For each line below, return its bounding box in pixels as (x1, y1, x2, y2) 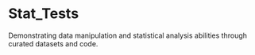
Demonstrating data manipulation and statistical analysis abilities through (8, 31, 248, 40)
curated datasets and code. (8, 38, 99, 48)
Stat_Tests (8, 5, 79, 23)
